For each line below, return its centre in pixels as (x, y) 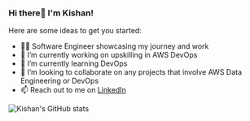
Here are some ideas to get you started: (75, 31)
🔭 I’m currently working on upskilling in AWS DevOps (109, 55)
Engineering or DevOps (59, 81)
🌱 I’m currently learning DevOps (74, 63)
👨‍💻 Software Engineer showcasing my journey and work (114, 46)
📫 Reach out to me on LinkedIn (73, 90)
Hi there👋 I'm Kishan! (51, 13)
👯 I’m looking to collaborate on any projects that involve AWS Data (131, 72)
